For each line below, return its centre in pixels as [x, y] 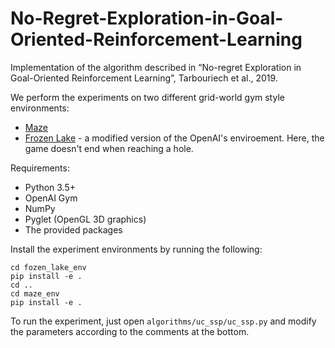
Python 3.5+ [50, 187]
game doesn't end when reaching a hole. [109, 148]
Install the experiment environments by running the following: [136, 249]
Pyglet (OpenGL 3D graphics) [85, 219]
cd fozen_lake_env [48, 267]
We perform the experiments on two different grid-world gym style [147, 97]
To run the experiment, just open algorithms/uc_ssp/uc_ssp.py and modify [163, 321]
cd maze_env [35, 293]
